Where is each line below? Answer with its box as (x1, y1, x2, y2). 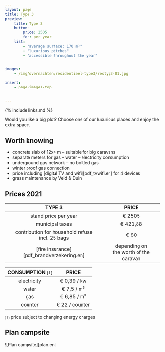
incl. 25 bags (39, 235, 69, 241)
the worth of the (112, 249, 150, 256)
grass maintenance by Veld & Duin (12, 176, 82, 181)
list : (14, 39, 26, 44)
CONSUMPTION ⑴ (7, 269, 53, 276)
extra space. (5, 122, 30, 128)
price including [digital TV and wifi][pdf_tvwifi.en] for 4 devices (12, 170, 140, 176)
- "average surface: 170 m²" (23, 44, 82, 49)
